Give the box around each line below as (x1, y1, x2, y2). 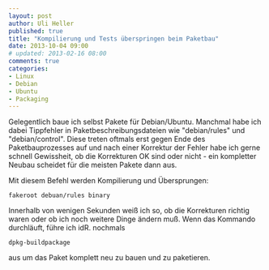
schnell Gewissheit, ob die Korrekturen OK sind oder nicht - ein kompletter (8, 152, 257, 161)
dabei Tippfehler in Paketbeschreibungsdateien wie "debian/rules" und (8, 126, 246, 135)
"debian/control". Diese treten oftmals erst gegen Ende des (8, 135, 206, 144)
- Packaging (8, 95, 49, 103)
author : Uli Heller (8, 19, 75, 28)
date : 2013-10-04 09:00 (8, 42, 89, 50)
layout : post (8, 11, 53, 20)
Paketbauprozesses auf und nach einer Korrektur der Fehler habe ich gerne (8, 143, 261, 152)
